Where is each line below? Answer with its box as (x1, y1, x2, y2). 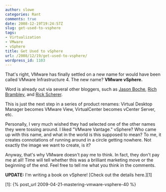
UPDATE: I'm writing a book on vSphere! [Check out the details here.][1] (5, 172, 152, 178)
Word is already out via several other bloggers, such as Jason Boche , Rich (5, 86, 157, 92)
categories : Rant (5, 12, 41, 17)
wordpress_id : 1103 (5, 58, 46, 63)
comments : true (5, 16, 37, 21)
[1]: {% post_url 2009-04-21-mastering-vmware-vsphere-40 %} (5, 182, 136, 188)
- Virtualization (5, 35, 41, 40)
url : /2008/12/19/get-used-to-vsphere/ (5, 53, 88, 58)
